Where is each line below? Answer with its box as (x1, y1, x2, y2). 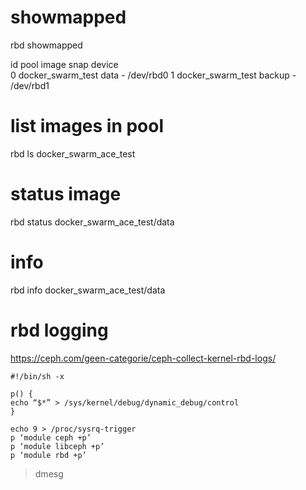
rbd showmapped (10, 39, 83, 51)
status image (10, 183, 122, 206)
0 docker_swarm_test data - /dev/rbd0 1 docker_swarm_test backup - (10, 69, 297, 81)
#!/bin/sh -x (10, 371, 65, 381)
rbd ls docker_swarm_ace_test (10, 147, 136, 160)
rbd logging (10, 319, 109, 341)
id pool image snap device (10, 58, 119, 70)
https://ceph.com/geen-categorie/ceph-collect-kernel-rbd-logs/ (10, 352, 277, 364)
